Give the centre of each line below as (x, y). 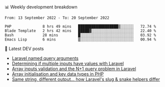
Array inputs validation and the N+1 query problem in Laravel (74, 69)
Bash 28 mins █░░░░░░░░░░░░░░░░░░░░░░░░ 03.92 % (80, 35)
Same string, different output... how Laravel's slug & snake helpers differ (86, 79)
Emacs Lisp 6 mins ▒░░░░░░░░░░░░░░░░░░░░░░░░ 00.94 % (80, 40)
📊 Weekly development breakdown (41, 7)
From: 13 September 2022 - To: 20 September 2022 (57, 18)
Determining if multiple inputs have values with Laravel (68, 64)
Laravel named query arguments (45, 58)
